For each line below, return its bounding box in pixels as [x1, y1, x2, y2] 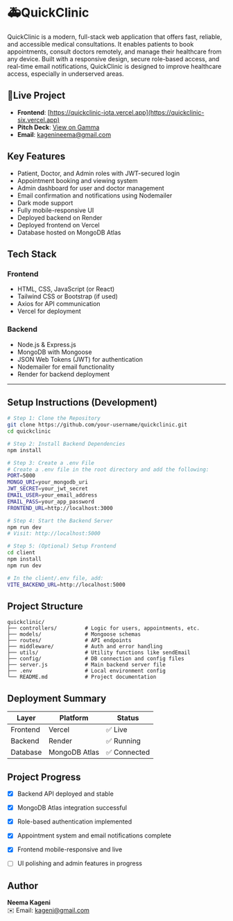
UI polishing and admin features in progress [17, 859, 142, 867]
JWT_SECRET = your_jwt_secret [7, 486, 89, 492]
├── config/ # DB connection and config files [7, 655, 185, 662]
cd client [7, 550, 36, 556]
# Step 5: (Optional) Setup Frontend [7, 543, 116, 550]
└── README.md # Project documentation [7, 673, 157, 681]
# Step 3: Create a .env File [7, 459, 95, 466]
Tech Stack [7, 248, 57, 260]
